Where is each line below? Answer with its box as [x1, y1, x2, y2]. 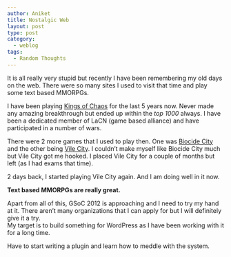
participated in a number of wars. [7, 123, 102, 132]
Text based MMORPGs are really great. [7, 185, 121, 194]
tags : [7, 49, 23, 56]
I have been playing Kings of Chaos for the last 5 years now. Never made [7, 101, 214, 110]
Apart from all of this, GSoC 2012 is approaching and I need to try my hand [7, 199, 219, 207]
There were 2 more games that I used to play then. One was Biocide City [7, 137, 214, 145]
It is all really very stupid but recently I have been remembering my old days [7, 74, 223, 82]
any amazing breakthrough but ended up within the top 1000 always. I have [7, 109, 221, 117]
